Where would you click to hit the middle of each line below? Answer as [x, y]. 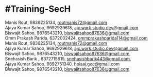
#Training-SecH [38, 9]
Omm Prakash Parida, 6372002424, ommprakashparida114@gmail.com [76, 38]
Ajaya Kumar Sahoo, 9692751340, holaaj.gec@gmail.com [62, 64]
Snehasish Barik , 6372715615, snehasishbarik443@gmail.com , [68, 58]
